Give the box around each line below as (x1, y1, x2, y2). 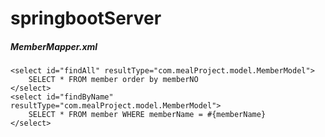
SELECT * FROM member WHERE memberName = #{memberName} (28, 110, 267, 120)
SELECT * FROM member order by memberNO (28, 75, 199, 85)
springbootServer (10, 7, 162, 30)
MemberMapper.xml (10, 40, 98, 52)
